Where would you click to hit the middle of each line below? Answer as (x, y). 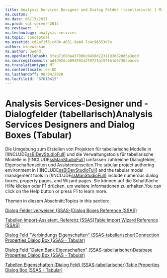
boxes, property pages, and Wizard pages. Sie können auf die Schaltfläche (82, 180)
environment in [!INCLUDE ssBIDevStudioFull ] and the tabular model (74, 170)
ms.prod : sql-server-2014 (32, 24)
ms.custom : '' (20, 14)
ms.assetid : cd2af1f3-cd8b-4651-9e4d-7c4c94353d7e (59, 42)
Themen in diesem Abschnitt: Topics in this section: (57, 201)
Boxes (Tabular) (39, 135)
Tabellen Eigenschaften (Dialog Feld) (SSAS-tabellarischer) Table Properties (83, 265)
